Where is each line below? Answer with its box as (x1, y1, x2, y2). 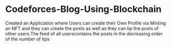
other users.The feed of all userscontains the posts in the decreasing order (5, 30, 163, 36)
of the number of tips (5, 36, 50, 42)
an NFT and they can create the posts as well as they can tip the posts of (5, 25, 159, 31)
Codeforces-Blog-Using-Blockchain (5, 3, 162, 15)
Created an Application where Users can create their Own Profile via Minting (5, 20, 166, 26)
